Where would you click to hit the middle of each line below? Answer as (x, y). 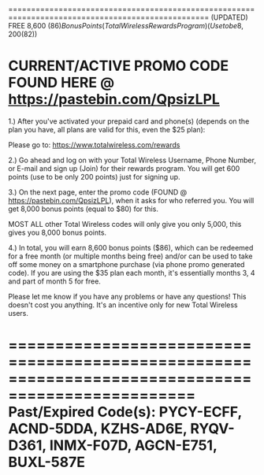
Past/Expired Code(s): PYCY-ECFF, (125, 412)
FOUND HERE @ (61, 83)
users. (19, 313)
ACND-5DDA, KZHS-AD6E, (98, 429)
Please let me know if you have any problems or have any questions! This (127, 296)
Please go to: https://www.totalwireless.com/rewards (94, 145)
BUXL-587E (46, 462)
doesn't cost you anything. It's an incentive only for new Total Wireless (123, 305)
